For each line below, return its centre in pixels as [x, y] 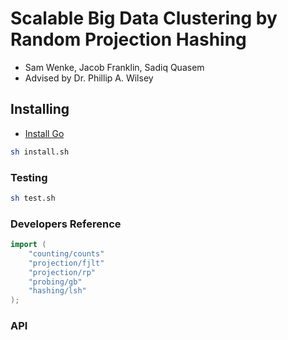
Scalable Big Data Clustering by [144, 18]
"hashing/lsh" [57, 291]
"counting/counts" [66, 253]
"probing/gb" [55, 282]
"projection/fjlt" [66, 263]
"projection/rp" [62, 272]
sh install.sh [40, 152]
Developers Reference [66, 224]
